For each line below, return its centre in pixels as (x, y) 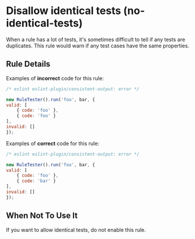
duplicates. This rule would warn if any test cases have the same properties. (98, 46)
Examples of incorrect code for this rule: (55, 78)
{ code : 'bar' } (36, 181)
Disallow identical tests (64, 11)
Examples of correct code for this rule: (53, 143)
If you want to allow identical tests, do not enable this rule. (76, 230)
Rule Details (28, 64)
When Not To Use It (42, 216)
